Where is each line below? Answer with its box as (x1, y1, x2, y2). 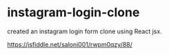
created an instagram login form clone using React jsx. (7, 27, 162, 35)
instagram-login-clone (7, 5, 140, 20)
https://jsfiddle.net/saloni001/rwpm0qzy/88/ (7, 40, 133, 48)
